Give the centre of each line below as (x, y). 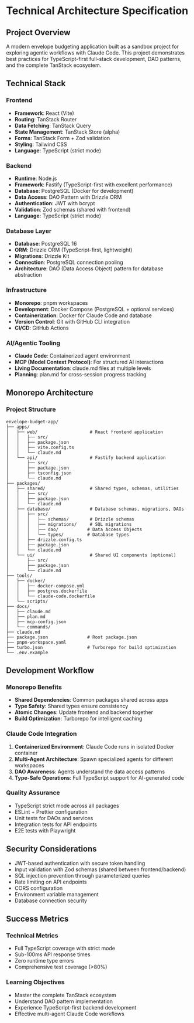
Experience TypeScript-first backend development (75, 1007)
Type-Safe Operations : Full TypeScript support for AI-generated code (99, 777)
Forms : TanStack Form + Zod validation (62, 138)
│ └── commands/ (28, 627)
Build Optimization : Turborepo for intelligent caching (78, 719)
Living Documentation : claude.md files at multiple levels (83, 368)
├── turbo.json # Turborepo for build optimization (91, 647)
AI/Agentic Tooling (33, 343)
